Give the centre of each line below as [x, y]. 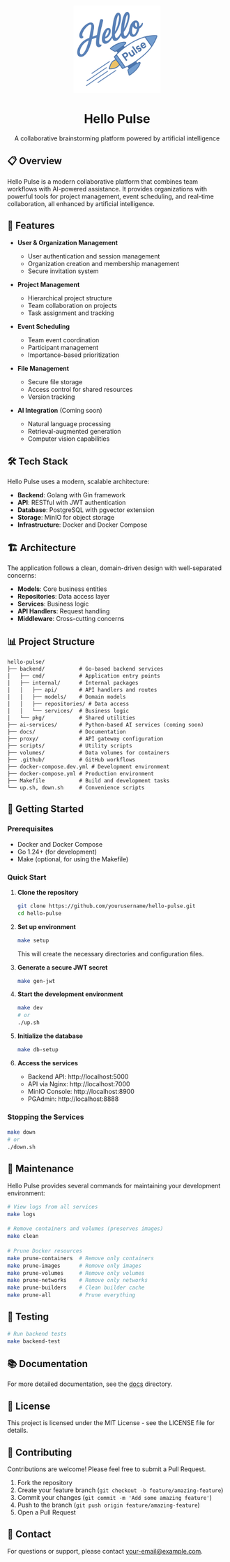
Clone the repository [48, 892]
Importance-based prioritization [74, 355]
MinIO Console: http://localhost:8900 [81, 1091]
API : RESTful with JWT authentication [71, 503]
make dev [30, 1008]
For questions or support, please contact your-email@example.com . [105, 1551]
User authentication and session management [94, 256]
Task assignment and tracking [71, 313]
